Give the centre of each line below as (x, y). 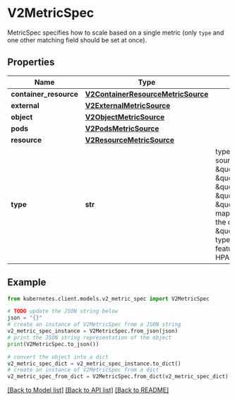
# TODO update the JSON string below (63, 311)
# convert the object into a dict (58, 357)
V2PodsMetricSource (122, 128)
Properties (31, 62)
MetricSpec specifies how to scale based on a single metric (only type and (116, 32)
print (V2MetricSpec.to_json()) (53, 344)
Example (27, 283)
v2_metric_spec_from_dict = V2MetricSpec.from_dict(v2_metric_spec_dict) (118, 377)
